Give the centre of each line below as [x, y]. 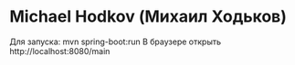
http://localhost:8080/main [60, 51]
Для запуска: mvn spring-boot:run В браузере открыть [116, 42]
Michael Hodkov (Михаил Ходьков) [148, 17]
